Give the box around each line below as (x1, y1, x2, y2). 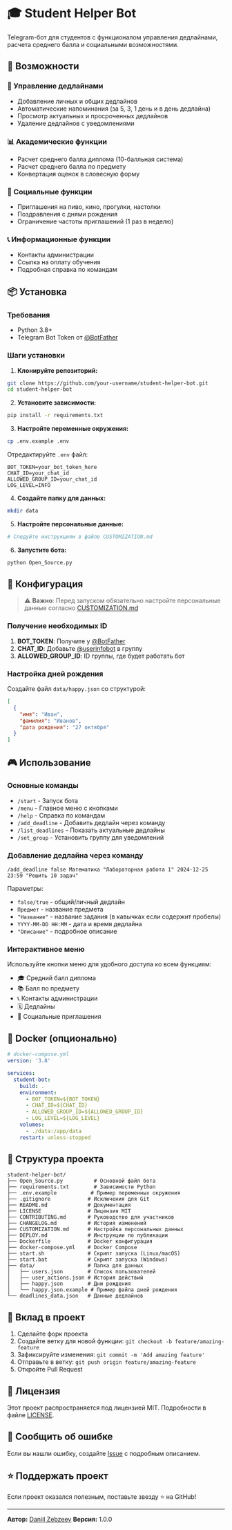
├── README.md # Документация (7, 1201, 131, 1209)
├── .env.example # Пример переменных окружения (7, 1190, 181, 1197)
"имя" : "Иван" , (19, 710, 64, 718)
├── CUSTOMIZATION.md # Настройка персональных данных (7, 1226, 184, 1233)
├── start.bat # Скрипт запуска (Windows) (7, 1256, 168, 1263)
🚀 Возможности (7, 60, 79, 73)
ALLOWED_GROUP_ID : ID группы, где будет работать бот (17, 652, 185, 660)
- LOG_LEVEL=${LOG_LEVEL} (25, 1115, 100, 1122)
